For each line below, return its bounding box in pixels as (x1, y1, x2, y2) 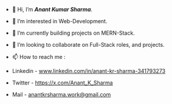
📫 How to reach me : (12, 54, 66, 60)
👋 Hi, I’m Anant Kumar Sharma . (12, 6, 93, 13)
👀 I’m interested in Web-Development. (12, 18, 108, 24)
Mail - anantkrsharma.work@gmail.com (12, 91, 111, 98)
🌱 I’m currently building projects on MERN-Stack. (12, 29, 135, 36)
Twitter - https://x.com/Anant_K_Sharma (12, 79, 114, 86)
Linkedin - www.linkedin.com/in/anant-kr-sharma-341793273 (12, 68, 166, 74)
